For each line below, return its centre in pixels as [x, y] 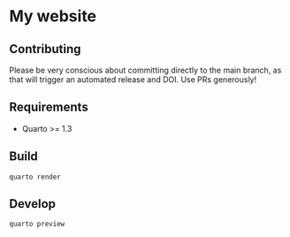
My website [53, 16]
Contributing [45, 49]
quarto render [35, 177]
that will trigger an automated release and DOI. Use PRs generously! [133, 80]
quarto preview [37, 224]
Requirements [49, 107]
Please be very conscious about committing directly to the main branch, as [145, 70]
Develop [32, 204]
